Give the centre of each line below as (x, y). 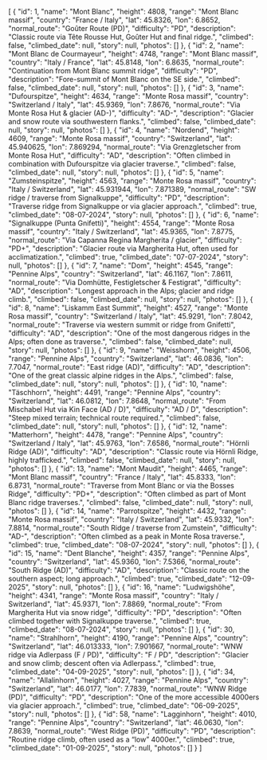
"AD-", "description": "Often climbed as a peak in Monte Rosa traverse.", (127, 536)
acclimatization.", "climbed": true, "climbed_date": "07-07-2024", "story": (128, 257)
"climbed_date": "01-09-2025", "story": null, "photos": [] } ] (105, 748)
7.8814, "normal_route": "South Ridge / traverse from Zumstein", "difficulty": (133, 528)
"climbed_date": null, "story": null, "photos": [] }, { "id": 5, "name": (116, 172)
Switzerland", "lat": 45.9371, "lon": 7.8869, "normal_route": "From (115, 604)
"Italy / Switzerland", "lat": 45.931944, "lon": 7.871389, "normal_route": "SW (132, 189)
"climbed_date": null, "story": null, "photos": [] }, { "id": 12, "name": (118, 426)
